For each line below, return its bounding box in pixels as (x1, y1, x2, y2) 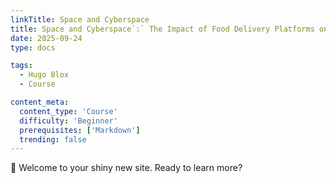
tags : (10, 61, 33, 71)
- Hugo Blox (19, 70, 70, 80)
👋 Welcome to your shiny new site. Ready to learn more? (10, 162, 243, 174)
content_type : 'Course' (19, 106, 118, 116)
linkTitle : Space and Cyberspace (10, 14, 150, 25)
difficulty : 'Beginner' (19, 116, 118, 126)
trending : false (19, 134, 87, 145)
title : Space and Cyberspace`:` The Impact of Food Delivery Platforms (10, 24, 315, 34)
